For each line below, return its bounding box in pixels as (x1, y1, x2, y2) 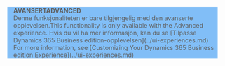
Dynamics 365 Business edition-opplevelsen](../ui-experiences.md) (13, 36, 209, 44)
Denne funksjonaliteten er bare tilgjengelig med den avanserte (13, 14, 193, 22)
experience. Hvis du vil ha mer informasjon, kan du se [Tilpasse (13, 28, 197, 37)
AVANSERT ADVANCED (13, 7, 82, 15)
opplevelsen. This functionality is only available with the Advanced (13, 22, 204, 29)
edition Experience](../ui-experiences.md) (13, 51, 135, 59)
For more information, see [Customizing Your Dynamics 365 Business (13, 44, 214, 51)
